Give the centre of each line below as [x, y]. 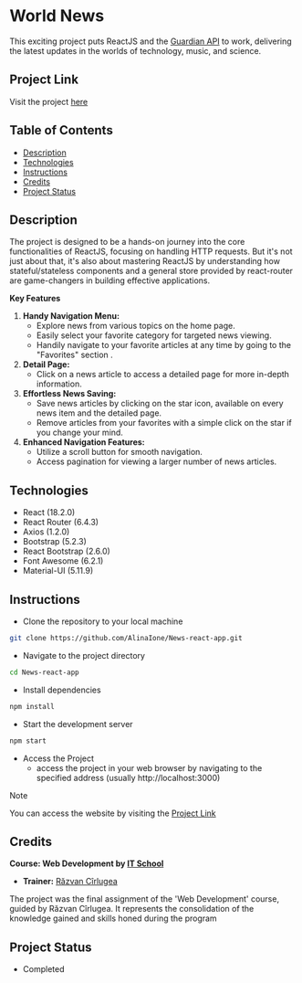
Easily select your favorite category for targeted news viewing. [154, 335]
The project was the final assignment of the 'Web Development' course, [145, 899]
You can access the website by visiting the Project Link [113, 813]
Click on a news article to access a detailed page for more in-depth [163, 375]
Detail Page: [46, 365]
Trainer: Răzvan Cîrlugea [70, 882]
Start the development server [78, 724]
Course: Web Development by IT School [87, 863]
